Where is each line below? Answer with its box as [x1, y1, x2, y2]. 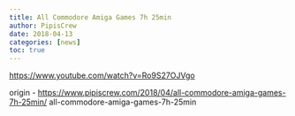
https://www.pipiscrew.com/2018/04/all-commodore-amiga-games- [37, 88, 286, 98]
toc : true [9, 46, 46, 55]
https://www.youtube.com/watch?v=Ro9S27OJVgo [9, 70, 196, 81]
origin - [9, 88, 36, 98]
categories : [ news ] [9, 37, 81, 47]
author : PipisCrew [9, 21, 77, 30]
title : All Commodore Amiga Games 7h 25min [9, 12, 172, 22]
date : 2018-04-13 [9, 29, 73, 38]
